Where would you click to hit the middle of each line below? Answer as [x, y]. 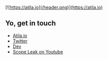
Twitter [20, 41]
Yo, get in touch [31, 23]
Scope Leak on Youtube [38, 52]
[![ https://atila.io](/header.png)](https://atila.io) [54, 7]
